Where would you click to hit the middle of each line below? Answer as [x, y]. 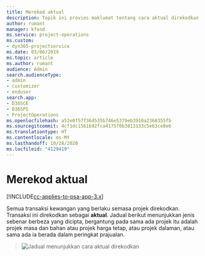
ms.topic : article [30, 58]
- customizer [23, 87]
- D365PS [17, 109]
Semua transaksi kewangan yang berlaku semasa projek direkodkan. [93, 208]
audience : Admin [27, 69]
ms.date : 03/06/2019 [33, 52]
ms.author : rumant [30, 63]
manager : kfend [26, 29]
